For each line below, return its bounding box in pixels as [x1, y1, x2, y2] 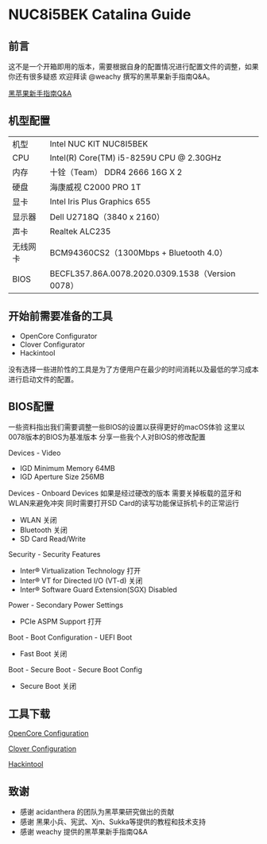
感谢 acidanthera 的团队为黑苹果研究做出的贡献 [19, 807, 175, 817]
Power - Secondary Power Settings [8, 601, 124, 610]
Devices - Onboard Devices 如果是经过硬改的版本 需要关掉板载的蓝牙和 [8, 488, 242, 498]
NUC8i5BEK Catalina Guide [8, 6, 192, 24]
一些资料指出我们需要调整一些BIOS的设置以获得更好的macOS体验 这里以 [8, 422, 246, 432]
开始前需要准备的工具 [8, 309, 113, 323]
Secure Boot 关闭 [19, 682, 77, 691]
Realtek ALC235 [49, 225, 111, 236]
